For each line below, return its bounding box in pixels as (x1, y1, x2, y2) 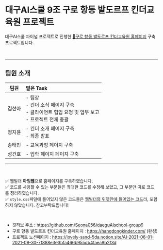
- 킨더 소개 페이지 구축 (26, 125, 75, 132)
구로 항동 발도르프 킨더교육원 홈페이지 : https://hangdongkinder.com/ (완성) (12, 228, 158, 233)
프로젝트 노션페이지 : (12, 234, 51, 240)
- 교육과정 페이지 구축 (26, 141, 73, 148)
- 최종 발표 (26, 132, 50, 139)
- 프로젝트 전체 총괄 (26, 116, 69, 123)
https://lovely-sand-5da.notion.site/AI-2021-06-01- (52, 234, 154, 240)
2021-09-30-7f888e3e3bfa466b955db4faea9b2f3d (12, 239, 116, 245)
